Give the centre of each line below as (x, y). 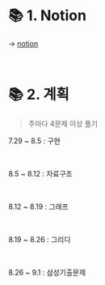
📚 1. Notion (48, 16)
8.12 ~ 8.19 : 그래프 (38, 206)
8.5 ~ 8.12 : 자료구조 (40, 173)
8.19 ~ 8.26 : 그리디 (40, 239)
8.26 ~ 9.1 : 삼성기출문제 (47, 272)
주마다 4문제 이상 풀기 (63, 123)
